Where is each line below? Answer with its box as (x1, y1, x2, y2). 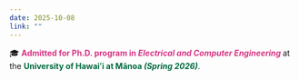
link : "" (9, 22, 43, 31)
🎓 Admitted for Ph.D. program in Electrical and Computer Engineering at (9, 47, 291, 58)
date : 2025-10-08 (9, 13, 75, 23)
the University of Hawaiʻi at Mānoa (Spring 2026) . (9, 60, 201, 71)
